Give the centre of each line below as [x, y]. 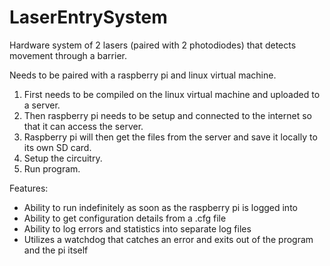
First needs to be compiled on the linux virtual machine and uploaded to [172, 94]
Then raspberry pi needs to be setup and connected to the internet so [167, 115]
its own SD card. [57, 147]
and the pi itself [56, 250]
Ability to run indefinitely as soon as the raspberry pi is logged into [160, 207]
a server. [42, 105]
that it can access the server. [83, 126]
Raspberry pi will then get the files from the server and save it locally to [170, 137]
